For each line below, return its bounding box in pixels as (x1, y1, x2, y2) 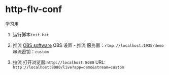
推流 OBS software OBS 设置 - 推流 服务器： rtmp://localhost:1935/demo (12, 42, 164, 48)
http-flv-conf (5, 4, 62, 15)
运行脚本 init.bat (12, 31, 49, 37)
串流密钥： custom (12, 48, 49, 54)
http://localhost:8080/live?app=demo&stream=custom (12, 64, 124, 70)
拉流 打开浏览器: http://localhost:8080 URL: (12, 59, 106, 65)
